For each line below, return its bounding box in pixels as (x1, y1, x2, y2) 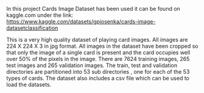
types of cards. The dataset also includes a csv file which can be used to (6, 75, 190, 82)
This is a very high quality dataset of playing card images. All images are (6, 36, 188, 43)
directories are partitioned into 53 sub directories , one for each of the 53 (6, 68, 190, 75)
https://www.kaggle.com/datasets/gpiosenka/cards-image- (6, 18, 156, 25)
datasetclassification (6, 24, 58, 31)
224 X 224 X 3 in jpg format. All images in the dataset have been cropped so (6, 42, 199, 50)
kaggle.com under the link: (6, 11, 74, 19)
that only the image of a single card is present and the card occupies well (6, 49, 191, 56)
